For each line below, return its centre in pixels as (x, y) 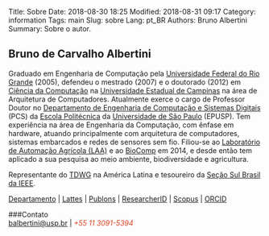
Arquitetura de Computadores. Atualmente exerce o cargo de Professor (127, 99)
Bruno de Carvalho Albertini (80, 54)
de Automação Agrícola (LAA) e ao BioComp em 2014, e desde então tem (130, 150)
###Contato (28, 214)
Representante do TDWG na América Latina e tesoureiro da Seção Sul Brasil (134, 174)
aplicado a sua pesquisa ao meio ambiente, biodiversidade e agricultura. (128, 159)
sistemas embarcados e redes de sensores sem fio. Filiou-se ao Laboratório (134, 142)
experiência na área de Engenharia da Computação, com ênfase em (121, 125)
